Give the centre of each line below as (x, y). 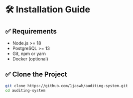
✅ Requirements (31, 31)
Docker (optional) (30, 59)
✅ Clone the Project (36, 74)
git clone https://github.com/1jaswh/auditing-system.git (66, 86)
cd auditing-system (25, 90)
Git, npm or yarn (29, 53)
